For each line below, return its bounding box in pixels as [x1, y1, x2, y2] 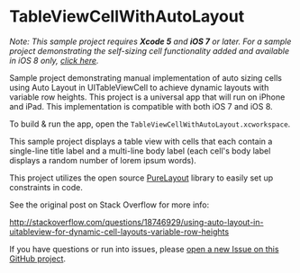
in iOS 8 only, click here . [9, 55, 99, 66]
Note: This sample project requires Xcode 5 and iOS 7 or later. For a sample [9, 36, 292, 47]
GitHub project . [9, 253, 66, 264]
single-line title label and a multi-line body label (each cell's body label [9, 145, 271, 156]
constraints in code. [9, 181, 83, 192]
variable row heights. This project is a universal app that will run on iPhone [9, 92, 286, 102]
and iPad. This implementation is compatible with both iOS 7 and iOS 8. [9, 101, 273, 111]
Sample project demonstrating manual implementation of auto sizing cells [9, 72, 282, 83]
